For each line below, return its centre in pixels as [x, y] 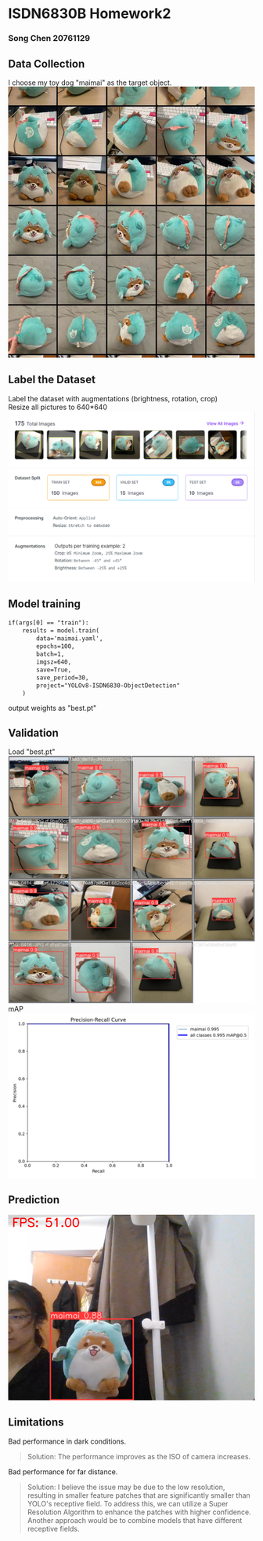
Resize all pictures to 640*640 [58, 407]
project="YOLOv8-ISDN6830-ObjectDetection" [108, 686]
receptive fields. [53, 1528]
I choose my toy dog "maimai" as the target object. [90, 82]
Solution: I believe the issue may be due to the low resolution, [126, 1487]
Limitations [36, 1422]
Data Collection [47, 64]
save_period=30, [63, 678]
